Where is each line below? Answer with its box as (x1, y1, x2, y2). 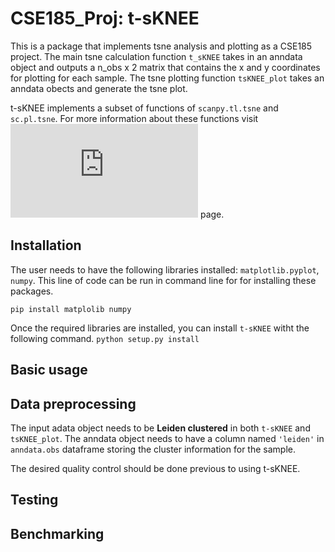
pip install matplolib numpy (10, 304, 132, 314)
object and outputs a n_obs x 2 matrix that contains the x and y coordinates (10, 61, 321, 73)
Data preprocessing (10, 395, 137, 412)
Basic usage (10, 362, 88, 379)
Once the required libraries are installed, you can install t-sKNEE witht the (10, 322, 310, 334)
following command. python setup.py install (10, 332, 200, 344)
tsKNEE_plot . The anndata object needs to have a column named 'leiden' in (10, 432, 325, 444)
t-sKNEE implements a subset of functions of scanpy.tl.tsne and (10, 102, 279, 114)
